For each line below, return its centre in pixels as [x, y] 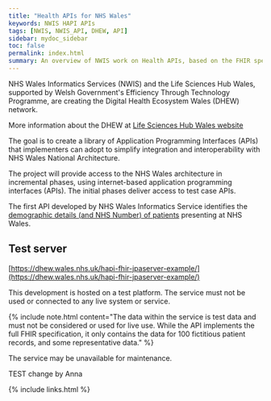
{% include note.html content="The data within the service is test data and [132, 316]
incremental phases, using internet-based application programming [120, 182]
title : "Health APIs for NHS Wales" [70, 16]
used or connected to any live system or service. [90, 301]
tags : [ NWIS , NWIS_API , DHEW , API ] [68, 31]
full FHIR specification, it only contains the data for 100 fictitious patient [127, 334]
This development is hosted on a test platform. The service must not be [127, 292]
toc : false [27, 46]
